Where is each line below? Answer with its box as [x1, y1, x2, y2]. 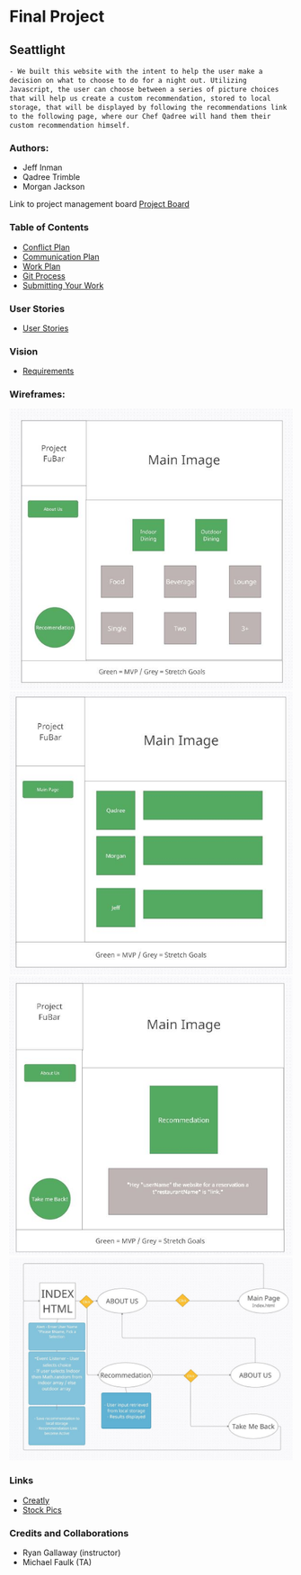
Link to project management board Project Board [9, 199, 190, 210]
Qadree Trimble [22, 172, 81, 183]
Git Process [22, 270, 66, 281]
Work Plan [22, 261, 61, 272]
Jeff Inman [22, 162, 63, 173]
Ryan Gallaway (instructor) [22, 1547, 121, 1558]
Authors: [9, 141, 49, 154]
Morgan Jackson [22, 182, 85, 192]
